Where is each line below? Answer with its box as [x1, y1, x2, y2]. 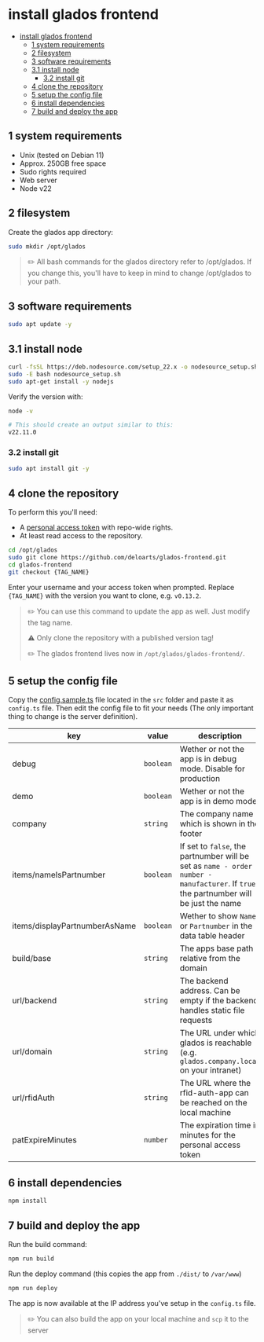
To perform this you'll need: [8, 508, 98, 517]
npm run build [8, 1255, 55, 1263]
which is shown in [179, 819, 246, 830]
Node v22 [19, 183, 53, 193]
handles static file [179, 1005, 245, 1016]
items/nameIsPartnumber [12, 870, 106, 881]
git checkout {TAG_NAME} [8, 568, 90, 576]
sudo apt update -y [8, 321, 72, 328]
